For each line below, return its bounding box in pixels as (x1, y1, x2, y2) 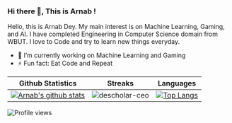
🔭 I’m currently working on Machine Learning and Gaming (17, 51, 186, 59)
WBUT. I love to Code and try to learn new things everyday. (7, 37, 180, 46)
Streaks (107, 78, 134, 88)
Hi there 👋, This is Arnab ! (7, 6, 97, 16)
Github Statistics (18, 78, 77, 88)
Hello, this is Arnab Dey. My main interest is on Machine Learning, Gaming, (7, 23, 225, 31)
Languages (158, 78, 197, 88)
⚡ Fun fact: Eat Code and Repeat (17, 59, 113, 68)
